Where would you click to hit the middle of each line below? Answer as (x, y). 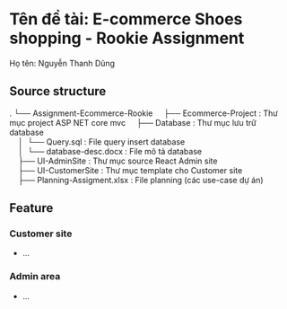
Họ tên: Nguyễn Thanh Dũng (62, 63)
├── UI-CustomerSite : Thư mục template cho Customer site (130, 170)
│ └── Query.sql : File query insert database (101, 141)
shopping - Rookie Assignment (127, 38)
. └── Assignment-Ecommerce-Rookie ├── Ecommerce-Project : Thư (143, 113)
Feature (31, 208)
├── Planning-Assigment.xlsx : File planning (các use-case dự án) (140, 180)
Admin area (35, 277)
